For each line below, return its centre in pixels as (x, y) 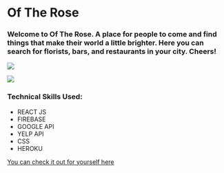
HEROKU (30, 148)
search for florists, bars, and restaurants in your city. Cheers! (112, 52)
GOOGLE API (35, 126)
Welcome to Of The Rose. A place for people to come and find (112, 34)
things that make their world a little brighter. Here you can (106, 43)
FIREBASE (31, 119)
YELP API (30, 134)
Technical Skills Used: (45, 96)
